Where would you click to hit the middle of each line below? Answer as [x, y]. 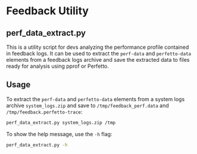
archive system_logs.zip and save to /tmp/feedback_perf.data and [88, 105]
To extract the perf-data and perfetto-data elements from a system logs [96, 99]
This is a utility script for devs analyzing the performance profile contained [98, 47]
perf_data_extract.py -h [37, 145]
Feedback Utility [48, 11]
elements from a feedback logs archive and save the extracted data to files [98, 60]
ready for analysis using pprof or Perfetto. [57, 66]
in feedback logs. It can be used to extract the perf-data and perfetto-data [99, 54]
